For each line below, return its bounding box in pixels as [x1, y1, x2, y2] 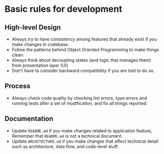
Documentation [4, 115, 54, 123]
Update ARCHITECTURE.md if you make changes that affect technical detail [11, 138, 159, 144]
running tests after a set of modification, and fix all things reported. [11, 100, 148, 106]
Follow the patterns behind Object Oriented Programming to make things [11, 47, 160, 52]
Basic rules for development [4, 3, 123, 15]
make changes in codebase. [11, 41, 69, 47]
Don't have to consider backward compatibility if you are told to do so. [11, 68, 155, 74]
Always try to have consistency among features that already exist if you [11, 36, 157, 42]
